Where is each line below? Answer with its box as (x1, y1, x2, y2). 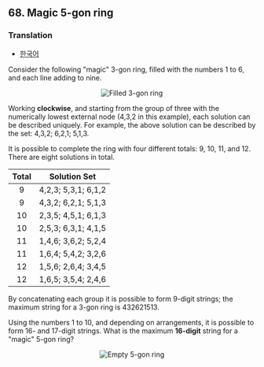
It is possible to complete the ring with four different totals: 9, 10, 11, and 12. (8, 143, 251, 153)
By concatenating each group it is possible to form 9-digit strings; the (8, 294, 233, 303)
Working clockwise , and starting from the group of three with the (8, 103, 220, 113)
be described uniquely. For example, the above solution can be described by (8, 120, 256, 129)
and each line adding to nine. (8, 72, 102, 82)
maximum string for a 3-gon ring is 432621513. (8, 302, 159, 312)
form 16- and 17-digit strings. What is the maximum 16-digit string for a (8, 326, 238, 335)
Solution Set (49, 171, 97, 182)
